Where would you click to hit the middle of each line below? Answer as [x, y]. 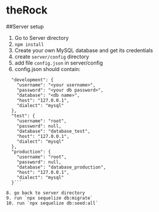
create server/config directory [52, 56]
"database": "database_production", [62, 167]
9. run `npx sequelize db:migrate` [50, 198]
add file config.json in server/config [59, 63]
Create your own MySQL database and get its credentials [84, 50]
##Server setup [25, 26]
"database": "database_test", [54, 131]
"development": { [33, 80]
